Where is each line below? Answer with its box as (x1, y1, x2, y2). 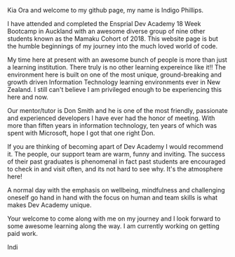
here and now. (7, 93, 49, 101)
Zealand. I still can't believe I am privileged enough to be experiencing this (7, 86, 222, 93)
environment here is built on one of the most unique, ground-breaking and (7, 70, 222, 79)
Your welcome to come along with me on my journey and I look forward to (7, 214, 221, 223)
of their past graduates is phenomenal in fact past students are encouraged (7, 157, 226, 166)
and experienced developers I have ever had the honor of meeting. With (7, 114, 215, 122)
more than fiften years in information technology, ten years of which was (7, 121, 217, 129)
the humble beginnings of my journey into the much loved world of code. (7, 42, 218, 50)
